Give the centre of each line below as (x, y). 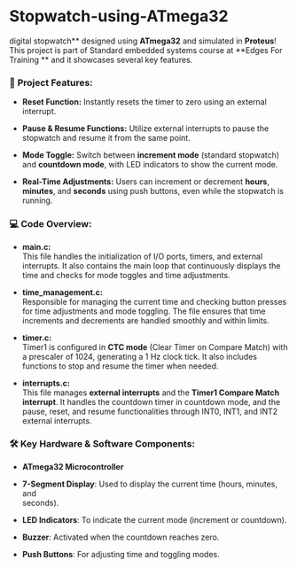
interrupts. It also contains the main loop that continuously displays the (151, 265)
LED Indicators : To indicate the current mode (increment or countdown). (154, 519)
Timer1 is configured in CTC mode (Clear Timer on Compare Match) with (155, 346)
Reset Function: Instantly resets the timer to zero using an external (145, 102)
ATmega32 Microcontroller (73, 466)
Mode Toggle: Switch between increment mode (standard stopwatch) (151, 155)
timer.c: (37, 338)
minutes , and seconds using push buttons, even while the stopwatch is (152, 191)
